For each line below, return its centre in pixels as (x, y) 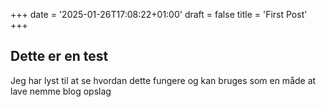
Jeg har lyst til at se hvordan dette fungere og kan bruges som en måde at (163, 80)
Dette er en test (59, 56)
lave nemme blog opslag (61, 91)
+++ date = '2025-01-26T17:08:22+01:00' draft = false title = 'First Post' (159, 14)
